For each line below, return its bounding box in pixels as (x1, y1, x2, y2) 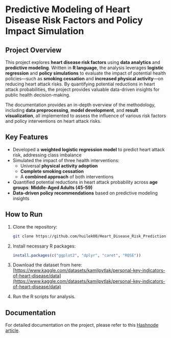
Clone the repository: (12, 223, 58, 230)
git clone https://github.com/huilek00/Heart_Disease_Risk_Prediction (12, 234, 166, 239)
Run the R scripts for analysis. (12, 294, 76, 300)
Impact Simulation (5, 26, 84, 37)
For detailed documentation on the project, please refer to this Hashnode (5, 322, 159, 328)
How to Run (5, 210, 43, 219)
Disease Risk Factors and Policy (5, 14, 143, 26)
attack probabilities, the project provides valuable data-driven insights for (5, 86, 160, 93)
